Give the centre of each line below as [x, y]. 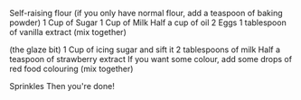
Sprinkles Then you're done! [62, 86]
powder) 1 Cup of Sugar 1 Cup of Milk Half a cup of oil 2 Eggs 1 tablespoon [148, 23]
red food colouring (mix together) [71, 68]
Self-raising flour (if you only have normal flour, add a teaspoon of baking [146, 13]
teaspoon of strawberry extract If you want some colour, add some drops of [150, 59]
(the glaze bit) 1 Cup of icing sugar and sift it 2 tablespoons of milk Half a [145, 50]
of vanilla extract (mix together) [68, 32]
